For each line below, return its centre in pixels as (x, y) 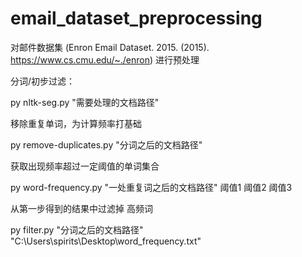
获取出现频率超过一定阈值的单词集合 (85, 166)
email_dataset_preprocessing (136, 18)
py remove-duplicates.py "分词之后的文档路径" (106, 144)
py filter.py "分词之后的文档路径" (77, 229)
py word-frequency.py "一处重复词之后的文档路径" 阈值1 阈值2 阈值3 (151, 187)
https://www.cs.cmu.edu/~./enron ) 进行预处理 (105, 59)
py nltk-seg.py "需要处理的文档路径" (85, 102)
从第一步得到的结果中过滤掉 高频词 (81, 208)
